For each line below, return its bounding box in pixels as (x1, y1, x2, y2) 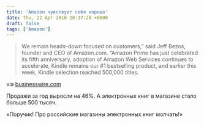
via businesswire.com (6, 81, 61, 88)
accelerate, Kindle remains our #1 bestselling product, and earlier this (21, 62, 197, 70)
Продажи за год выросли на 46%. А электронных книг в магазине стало (6, 92, 197, 100)
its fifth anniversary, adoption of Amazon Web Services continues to (21, 56, 194, 63)
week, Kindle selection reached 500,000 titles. (21, 68, 139, 76)
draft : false (6, 20, 40, 26)
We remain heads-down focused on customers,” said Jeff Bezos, (21, 43, 186, 50)
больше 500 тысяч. (6, 99, 57, 106)
